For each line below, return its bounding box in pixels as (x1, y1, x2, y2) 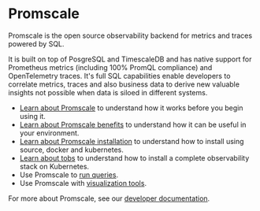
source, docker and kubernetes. (19, 145, 124, 154)
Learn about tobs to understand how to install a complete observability (19, 153, 250, 162)
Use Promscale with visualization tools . (19, 178, 147, 187)
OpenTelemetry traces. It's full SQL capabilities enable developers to (8, 71, 231, 80)
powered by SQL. (8, 39, 65, 48)
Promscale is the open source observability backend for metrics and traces (8, 31, 253, 40)
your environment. (19, 128, 80, 138)
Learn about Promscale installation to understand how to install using (19, 136, 244, 146)
